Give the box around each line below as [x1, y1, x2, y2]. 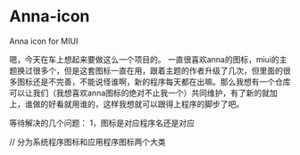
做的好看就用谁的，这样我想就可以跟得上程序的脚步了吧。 [32, 98, 244, 109]
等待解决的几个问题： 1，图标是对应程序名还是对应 [9, 118, 195, 128]
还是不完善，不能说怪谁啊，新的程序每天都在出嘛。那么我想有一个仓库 [32, 76, 291, 86]
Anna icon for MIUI [9, 36, 79, 46]
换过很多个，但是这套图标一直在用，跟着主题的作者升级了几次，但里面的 [16, 65, 283, 76]
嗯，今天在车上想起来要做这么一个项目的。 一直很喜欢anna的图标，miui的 [9, 53, 279, 64]
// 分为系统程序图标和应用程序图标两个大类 [9, 136, 167, 147]
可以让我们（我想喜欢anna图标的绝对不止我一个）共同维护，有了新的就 [9, 87, 271, 98]
